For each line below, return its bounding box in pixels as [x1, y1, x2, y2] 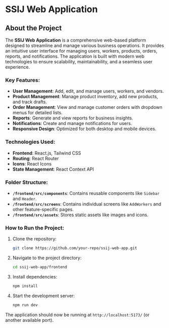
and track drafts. [12, 99, 47, 105]
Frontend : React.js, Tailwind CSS [12, 150, 82, 156]
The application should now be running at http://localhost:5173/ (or [5, 311, 150, 317]
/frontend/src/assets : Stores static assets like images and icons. [12, 212, 149, 218]
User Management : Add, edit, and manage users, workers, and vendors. [12, 88, 164, 94]
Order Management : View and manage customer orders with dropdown [12, 104, 162, 110]
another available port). [5, 317, 54, 323]
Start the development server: [12, 293, 75, 299]
